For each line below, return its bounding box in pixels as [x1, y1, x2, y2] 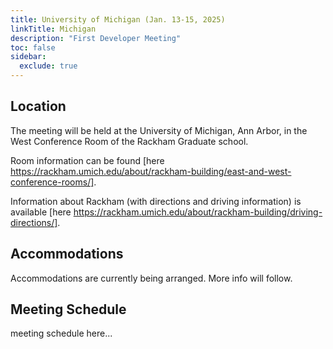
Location [10, 98, 67, 115]
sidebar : [10, 52, 47, 62]
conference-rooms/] [10, 176, 95, 188]
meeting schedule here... [10, 327, 113, 340]
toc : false [10, 42, 56, 53]
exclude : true [19, 61, 78, 71]
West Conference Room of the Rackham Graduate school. [10, 135, 249, 147]
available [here [10, 206, 72, 218]
